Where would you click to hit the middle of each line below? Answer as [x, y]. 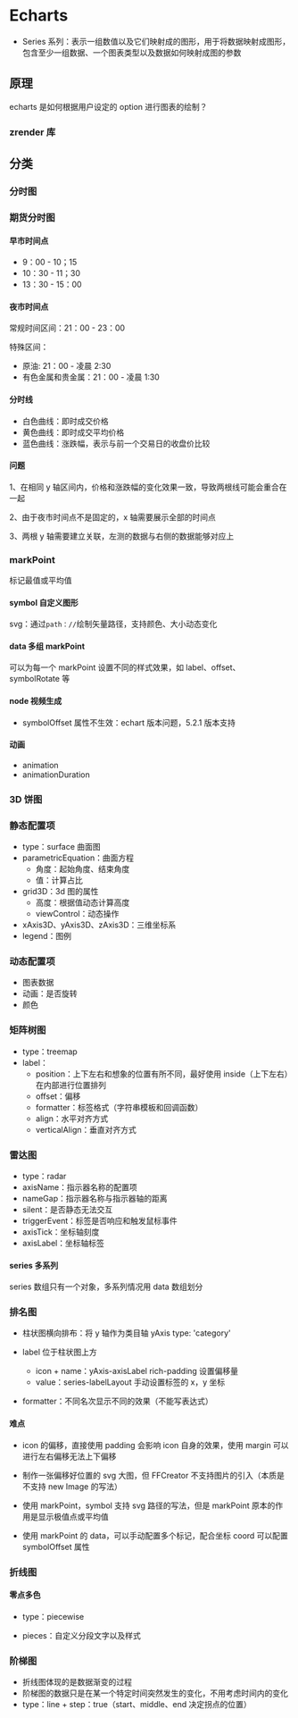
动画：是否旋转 [50, 993]
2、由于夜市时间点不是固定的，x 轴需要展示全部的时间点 [113, 517]
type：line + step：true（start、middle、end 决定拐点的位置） [137, 1705]
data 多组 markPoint [47, 646]
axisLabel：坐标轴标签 [63, 1243]
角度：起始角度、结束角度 [83, 869]
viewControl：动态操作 [77, 914]
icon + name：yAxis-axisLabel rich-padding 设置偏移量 [137, 1371]
